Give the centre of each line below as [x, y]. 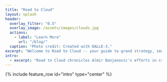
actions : [19, 33]
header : [13, 19]
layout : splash [21, 14]
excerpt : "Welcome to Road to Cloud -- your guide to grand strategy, [80, 51]
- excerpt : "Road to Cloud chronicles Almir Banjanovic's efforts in [83, 60]
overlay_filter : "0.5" [33, 23]
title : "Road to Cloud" [30, 10]
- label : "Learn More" [38, 38]
